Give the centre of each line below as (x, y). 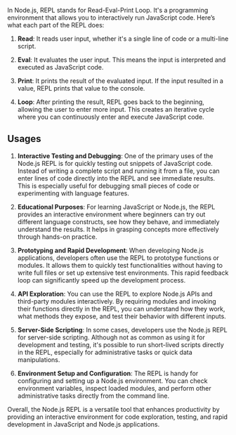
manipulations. (39, 359)
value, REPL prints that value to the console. (81, 88)
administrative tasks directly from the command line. (93, 396)
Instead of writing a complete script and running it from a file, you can (118, 171)
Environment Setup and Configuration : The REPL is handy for (108, 373)
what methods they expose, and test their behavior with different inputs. (122, 316)
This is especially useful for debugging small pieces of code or (108, 186)
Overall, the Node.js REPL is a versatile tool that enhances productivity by (113, 409)
